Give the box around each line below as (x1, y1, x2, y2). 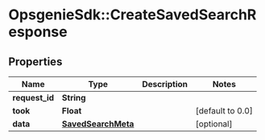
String (61, 93, 86, 103)
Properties (8, 55, 63, 68)
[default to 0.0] (195, 105, 254, 116)
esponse (8, 23, 68, 41)
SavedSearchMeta (61, 118, 135, 130)
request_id (12, 93, 55, 103)
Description (142, 79, 188, 89)
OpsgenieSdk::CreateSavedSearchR (8, 6, 257, 24)
